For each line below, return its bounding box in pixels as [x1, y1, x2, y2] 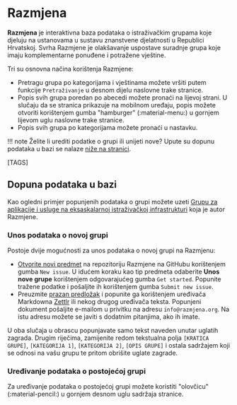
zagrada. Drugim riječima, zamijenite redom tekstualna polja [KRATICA [7, 334, 209, 342]
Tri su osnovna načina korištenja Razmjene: [7, 64, 134, 73]
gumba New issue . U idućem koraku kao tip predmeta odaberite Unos [17, 267, 220, 276]
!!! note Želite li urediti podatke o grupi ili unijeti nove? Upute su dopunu [7, 136, 214, 146]
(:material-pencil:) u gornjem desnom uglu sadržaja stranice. [7, 390, 184, 399]
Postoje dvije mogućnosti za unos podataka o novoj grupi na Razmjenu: [7, 246, 216, 255]
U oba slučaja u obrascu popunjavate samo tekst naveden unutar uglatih [7, 327, 219, 335]
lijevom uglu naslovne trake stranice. [17, 115, 125, 124]
